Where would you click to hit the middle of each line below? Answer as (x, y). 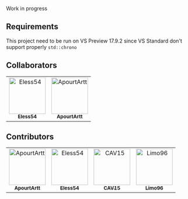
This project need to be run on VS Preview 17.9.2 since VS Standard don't (94, 41)
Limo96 (154, 188)
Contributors (30, 137)
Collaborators (32, 66)
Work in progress (27, 8)
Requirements (32, 27)
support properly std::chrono (41, 47)
